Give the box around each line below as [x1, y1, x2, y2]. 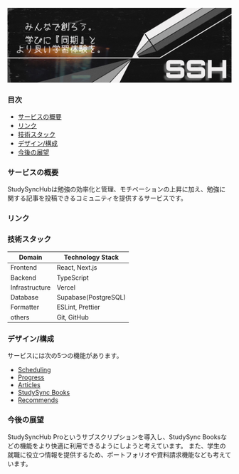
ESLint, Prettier [56, 303, 101, 312]
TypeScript [56, 273, 89, 282]
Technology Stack [63, 253, 119, 262]
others [10, 312, 30, 321]
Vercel [56, 283, 76, 292]
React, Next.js [56, 263, 97, 272]
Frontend [10, 263, 38, 272]
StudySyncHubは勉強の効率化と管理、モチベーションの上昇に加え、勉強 [7, 185, 220, 194]
